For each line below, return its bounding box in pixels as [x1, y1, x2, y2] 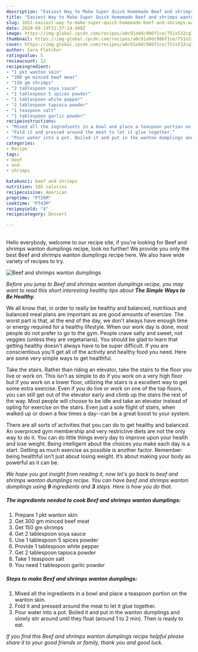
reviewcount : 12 [6, 58, 46, 64]
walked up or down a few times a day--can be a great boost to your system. [6, 410, 190, 417]
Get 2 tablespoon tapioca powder [14, 549, 96, 556]
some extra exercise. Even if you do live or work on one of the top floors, [6, 385, 183, 392]
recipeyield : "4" [6, 206, 49, 212]
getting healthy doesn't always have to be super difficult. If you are [6, 342, 169, 349]
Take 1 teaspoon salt [14, 555, 65, 562]
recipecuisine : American [6, 189, 67, 195]
